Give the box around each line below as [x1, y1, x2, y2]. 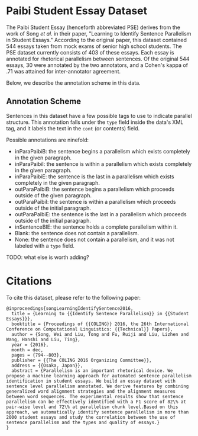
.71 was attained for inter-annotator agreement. [6, 68, 121, 75]
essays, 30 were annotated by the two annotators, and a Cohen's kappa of [6, 61, 188, 69]
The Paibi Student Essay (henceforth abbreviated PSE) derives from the [6, 24, 180, 31]
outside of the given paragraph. [14, 191, 92, 199]
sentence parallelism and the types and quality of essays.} [6, 419, 160, 425]
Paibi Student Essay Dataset [6, 4, 148, 18]
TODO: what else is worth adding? [6, 254, 90, 261]
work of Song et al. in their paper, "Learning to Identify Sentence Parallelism [6, 30, 191, 37]
